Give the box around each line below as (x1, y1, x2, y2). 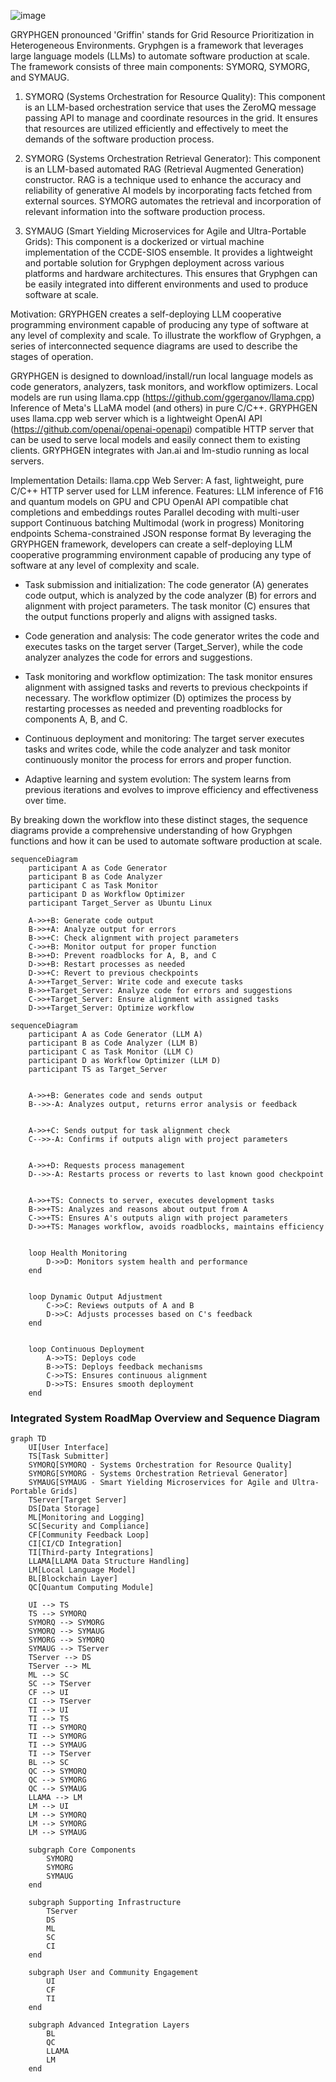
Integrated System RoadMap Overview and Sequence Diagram (10, 1411, 321, 1425)
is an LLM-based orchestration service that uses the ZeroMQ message (24, 101, 317, 113)
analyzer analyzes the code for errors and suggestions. (24, 651, 253, 663)
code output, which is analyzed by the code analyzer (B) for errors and (24, 590, 317, 601)
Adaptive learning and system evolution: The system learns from (24, 773, 292, 785)
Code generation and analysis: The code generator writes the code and (24, 630, 320, 642)
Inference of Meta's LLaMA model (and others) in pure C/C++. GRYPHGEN (10, 402, 318, 414)
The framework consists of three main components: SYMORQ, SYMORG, (10, 61, 310, 72)
